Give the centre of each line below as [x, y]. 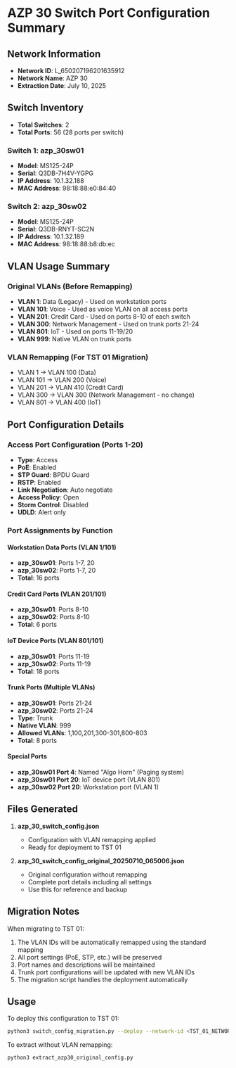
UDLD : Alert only [42, 512]
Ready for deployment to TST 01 [74, 847]
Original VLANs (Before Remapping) [70, 286]
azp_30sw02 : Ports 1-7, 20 [57, 571]
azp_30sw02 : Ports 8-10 [53, 617]
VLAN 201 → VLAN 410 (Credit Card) [71, 388]
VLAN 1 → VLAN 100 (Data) [57, 373]
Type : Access [38, 460]
